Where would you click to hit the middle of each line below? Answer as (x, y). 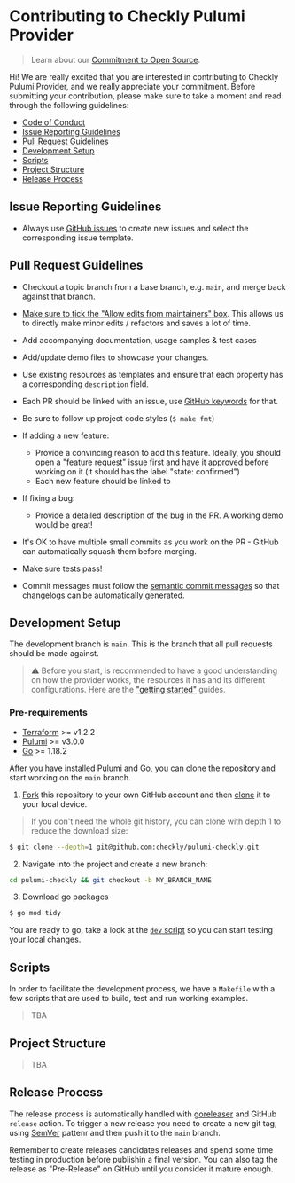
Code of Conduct (54, 122)
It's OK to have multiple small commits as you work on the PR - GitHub (150, 542)
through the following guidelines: (69, 105)
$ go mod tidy (35, 913)
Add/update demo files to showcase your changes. (115, 357)
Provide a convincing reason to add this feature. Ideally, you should (158, 452)
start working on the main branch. (70, 777)
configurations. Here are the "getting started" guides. (128, 690)
